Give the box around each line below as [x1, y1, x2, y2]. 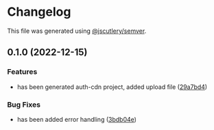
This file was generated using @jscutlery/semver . [7, 27, 147, 35]
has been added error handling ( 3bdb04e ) [16, 115, 137, 123]
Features [7, 67, 38, 77]
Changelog [7, 4, 71, 20]
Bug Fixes [7, 100, 41, 109]
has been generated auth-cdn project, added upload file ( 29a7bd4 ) [16, 83, 208, 91]
